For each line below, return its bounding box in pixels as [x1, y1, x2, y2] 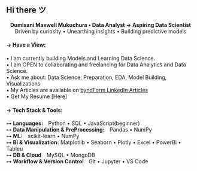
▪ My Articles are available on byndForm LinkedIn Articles [6, 87, 148, 94]
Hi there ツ [6, 5, 47, 16]
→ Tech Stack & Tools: [6, 106, 63, 114]
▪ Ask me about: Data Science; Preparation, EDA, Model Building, [6, 74, 167, 81]
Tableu [6, 145, 23, 152]
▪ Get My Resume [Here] [6, 93, 68, 100]
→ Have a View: [6, 41, 46, 48]
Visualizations [6, 80, 41, 87]
